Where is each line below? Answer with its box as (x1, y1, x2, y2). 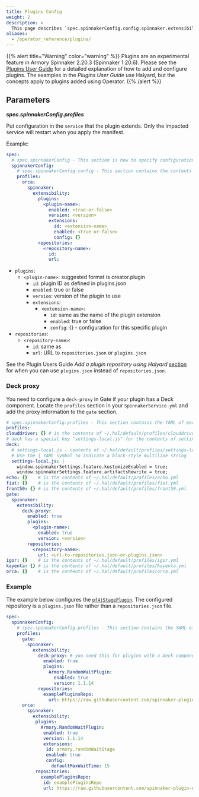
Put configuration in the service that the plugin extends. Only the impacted (6, 122, 188, 129)
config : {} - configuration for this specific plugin (50, 324, 168, 331)
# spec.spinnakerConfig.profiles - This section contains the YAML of (6, 419, 184, 425)
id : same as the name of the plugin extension (50, 311, 161, 318)
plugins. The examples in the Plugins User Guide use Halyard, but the (6, 72, 175, 78)
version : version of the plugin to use (32, 292, 121, 300)
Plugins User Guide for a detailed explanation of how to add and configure (6, 65, 188, 72)
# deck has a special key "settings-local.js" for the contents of (6, 436, 176, 442)
